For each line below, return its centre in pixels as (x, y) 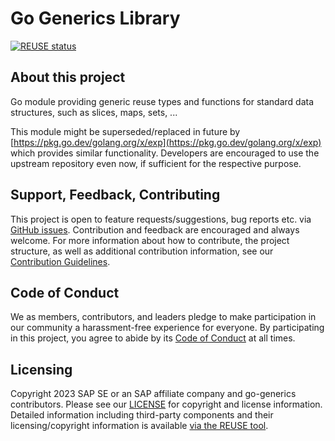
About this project (68, 77)
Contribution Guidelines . (60, 261)
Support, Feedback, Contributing (115, 195)
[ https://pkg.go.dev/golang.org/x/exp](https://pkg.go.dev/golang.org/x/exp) (166, 142)
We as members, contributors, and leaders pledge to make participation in (163, 317)
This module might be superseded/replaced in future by (125, 131)
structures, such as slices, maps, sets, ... (94, 112)
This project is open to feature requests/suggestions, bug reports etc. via (161, 219)
